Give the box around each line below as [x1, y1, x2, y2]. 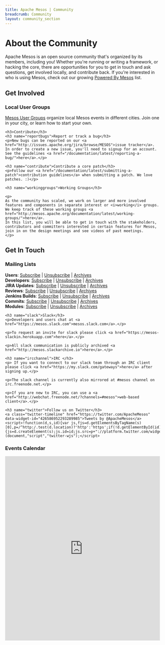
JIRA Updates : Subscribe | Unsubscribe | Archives [5, 282, 108, 288]
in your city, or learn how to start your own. [5, 120, 92, 126]
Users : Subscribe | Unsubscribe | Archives [5, 272, 92, 278]
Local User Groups [5, 104, 51, 111]
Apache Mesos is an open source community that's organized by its [5, 54, 143, 59]
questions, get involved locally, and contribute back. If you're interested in [5, 69, 155, 75]
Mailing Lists [5, 261, 36, 268]
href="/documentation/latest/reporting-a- [53, 151, 141, 156]
